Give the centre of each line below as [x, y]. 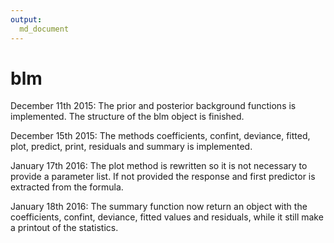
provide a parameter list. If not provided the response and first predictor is [163, 177]
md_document [44, 29]
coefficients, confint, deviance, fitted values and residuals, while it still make [167, 217]
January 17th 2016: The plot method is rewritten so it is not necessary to [159, 166]
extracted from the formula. [67, 187]
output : [26, 19]
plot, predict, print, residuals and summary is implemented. [131, 147]
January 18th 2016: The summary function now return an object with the [159, 207]
